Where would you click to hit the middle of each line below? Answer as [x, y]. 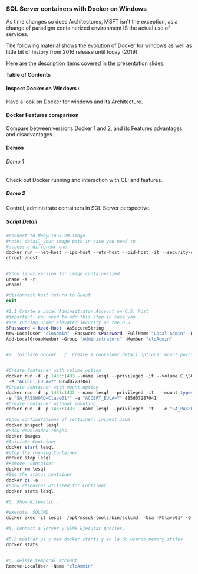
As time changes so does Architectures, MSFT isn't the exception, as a [92, 22]
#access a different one [37, 247]
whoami [14, 285]
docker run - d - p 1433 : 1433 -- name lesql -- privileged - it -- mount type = [100, 392]
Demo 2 [16, 193]
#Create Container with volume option [54, 371]
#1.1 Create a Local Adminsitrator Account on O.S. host [77, 312]
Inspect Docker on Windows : [43, 88]
